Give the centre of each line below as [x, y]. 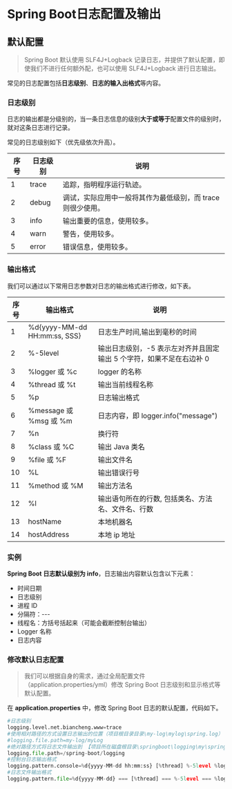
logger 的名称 [120, 372]
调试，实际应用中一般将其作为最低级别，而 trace [141, 198]
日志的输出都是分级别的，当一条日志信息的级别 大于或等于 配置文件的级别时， [116, 119]
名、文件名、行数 [126, 508]
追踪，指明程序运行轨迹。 [104, 185]
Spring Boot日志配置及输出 [84, 14]
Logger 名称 [34, 631]
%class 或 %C [51, 446]
